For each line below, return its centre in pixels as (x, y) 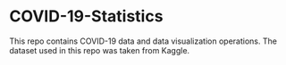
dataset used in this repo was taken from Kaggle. (100, 50)
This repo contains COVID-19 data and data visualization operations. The (143, 41)
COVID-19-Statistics (86, 16)
